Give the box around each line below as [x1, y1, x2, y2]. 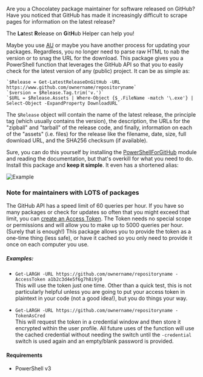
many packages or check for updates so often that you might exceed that [6, 209, 190, 216]
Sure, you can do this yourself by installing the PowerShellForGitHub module [6, 149, 197, 155]
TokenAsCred [15, 313, 45, 319]
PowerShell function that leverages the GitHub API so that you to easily [6, 61, 184, 68]
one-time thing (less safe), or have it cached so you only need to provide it [6, 234, 193, 242]
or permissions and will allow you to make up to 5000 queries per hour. [6, 222, 184, 229]
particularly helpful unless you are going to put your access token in [15, 288, 185, 296]
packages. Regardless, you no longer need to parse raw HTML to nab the [6, 48, 190, 55]
